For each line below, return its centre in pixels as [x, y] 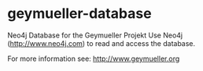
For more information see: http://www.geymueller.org [94, 59]
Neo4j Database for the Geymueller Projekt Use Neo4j [95, 35]
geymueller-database [79, 14]
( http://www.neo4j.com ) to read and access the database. [101, 43]
